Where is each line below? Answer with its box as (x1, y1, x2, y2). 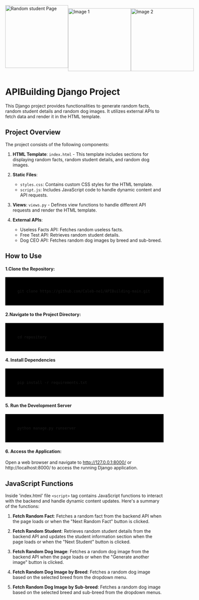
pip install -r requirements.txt (17, 380, 87, 385)
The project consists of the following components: (5, 141, 110, 147)
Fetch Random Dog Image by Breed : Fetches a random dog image (12, 569, 151, 575)
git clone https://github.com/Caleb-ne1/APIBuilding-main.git (17, 289, 151, 294)
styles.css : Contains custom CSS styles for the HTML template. (20, 181, 153, 187)
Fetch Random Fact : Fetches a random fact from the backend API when (12, 513, 162, 519)
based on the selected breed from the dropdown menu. (12, 574, 128, 580)
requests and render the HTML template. (12, 207, 97, 213)
